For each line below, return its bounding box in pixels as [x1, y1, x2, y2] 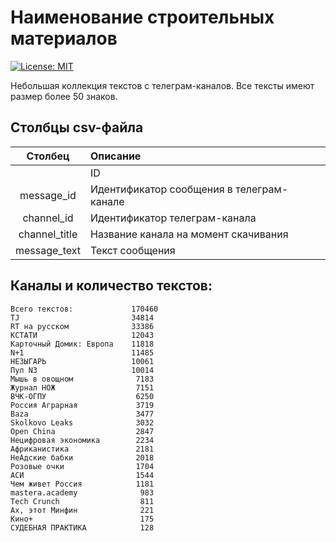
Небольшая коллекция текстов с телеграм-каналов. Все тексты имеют [10, 79, 315, 91]
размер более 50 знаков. [10, 90, 118, 102]
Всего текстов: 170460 [10, 304, 159, 314]
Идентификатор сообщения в [89, 182, 233, 196]
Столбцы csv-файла [10, 119, 144, 136]
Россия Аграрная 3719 [10, 400, 155, 410]
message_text [15, 243, 81, 257]
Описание [89, 149, 142, 163]
